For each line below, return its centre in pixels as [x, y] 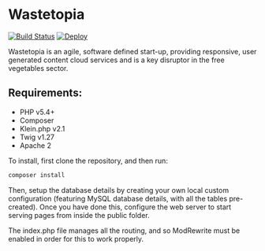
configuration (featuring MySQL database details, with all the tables [118, 198]
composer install [37, 175]
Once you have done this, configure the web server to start [135, 207]
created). [23, 207]
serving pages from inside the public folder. [79, 215]
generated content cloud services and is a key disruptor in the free [116, 60]
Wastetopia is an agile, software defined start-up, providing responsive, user [132, 51]
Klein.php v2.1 [42, 128]
